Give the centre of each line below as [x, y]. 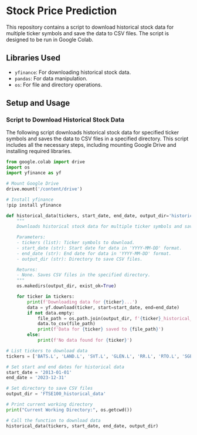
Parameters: [31, 237]
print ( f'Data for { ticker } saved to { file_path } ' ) [101, 329]
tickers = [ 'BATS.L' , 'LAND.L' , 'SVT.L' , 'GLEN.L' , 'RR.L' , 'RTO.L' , [93, 356]
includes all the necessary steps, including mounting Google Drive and [91, 145]
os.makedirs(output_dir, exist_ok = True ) [67, 286]
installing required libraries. [39, 151]
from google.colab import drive [45, 162]
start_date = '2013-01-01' [39, 372]
